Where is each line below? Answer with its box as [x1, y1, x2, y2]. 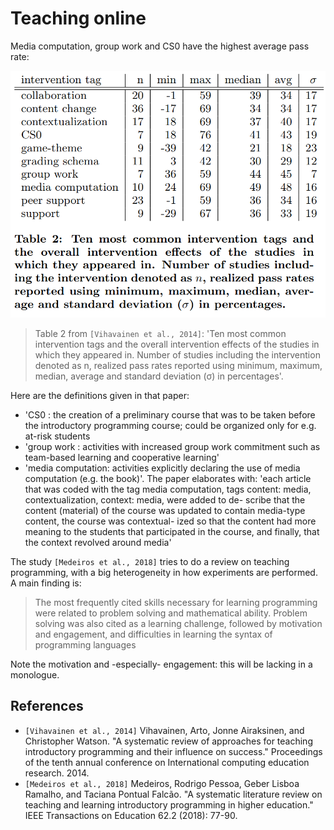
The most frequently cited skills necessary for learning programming [34, 597, 318, 609]
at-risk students [24, 430, 91, 442]
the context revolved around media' [24, 537, 172, 549]
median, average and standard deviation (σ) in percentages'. [34, 370, 284, 382]
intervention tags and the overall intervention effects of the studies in [34, 338, 320, 351]
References [10, 698, 84, 715]
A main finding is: [10, 577, 82, 589]
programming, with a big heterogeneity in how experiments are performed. [10, 567, 318, 579]
